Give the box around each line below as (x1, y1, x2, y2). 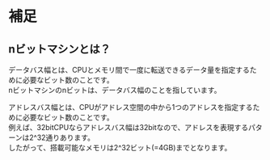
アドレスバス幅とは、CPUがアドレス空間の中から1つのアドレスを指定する (8, 103, 253, 112)
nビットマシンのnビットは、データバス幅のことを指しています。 (8, 86, 221, 95)
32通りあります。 (36, 133, 95, 142)
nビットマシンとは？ (8, 42, 112, 56)
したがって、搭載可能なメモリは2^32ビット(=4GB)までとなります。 (8, 143, 232, 152)
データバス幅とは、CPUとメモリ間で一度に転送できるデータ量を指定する (8, 65, 251, 74)
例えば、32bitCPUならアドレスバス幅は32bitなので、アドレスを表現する (8, 123, 249, 132)
